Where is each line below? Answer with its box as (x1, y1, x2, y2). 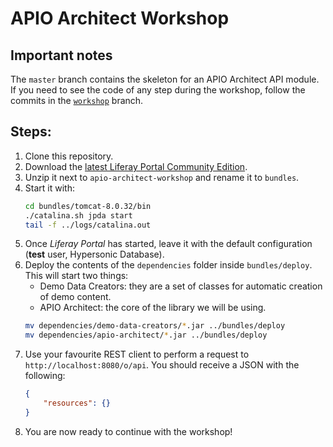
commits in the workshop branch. (10, 95, 144, 106)
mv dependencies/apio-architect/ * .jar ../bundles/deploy (24, 330, 268, 341)
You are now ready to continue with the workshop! (24, 425, 233, 437)
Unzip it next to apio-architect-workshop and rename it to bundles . (24, 171, 300, 183)
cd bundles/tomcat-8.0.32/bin (24, 201, 152, 211)
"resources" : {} (43, 398, 111, 409)
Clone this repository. (24, 150, 114, 162)
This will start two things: (24, 270, 129, 282)
